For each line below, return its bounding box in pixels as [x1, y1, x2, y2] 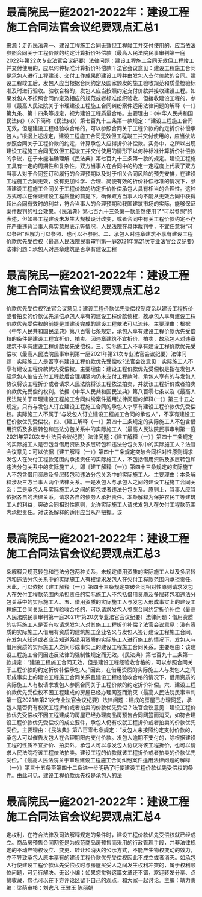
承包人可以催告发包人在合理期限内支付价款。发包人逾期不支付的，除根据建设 [6, 734, 196, 741]
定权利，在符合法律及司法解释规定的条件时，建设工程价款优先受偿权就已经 [6, 831, 191, 838]
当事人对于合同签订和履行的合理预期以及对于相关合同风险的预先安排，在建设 [6, 170, 196, 177]
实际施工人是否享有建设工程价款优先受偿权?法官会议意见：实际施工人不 [16, 357, 194, 365]
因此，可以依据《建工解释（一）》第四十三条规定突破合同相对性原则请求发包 [6, 583, 194, 590]
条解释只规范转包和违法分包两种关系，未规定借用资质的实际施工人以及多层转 [6, 568, 196, 575]
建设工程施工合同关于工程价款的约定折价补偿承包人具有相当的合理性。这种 [11, 185, 196, 192]
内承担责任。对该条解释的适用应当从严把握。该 [6, 508, 122, 516]
